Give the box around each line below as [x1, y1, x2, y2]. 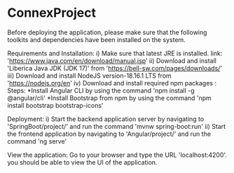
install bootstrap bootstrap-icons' [7, 101, 104, 109]
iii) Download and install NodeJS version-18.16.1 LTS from [7, 71, 172, 80]
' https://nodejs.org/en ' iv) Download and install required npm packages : [7, 78, 217, 87]
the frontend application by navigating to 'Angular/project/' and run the [7, 130, 212, 138]
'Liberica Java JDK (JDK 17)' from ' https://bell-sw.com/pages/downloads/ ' [7, 64, 223, 72]
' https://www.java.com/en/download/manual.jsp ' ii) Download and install [7, 56, 217, 64]
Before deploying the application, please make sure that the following [7, 28, 207, 36]
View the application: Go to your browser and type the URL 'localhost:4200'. [7, 151, 228, 159]
